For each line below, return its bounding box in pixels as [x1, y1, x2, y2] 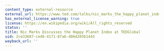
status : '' [5, 25, 27, 30]
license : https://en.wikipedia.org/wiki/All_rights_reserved [5, 20, 132, 26]
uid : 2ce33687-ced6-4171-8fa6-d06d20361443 [5, 34, 95, 39]
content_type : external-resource [5, 7, 73, 12]
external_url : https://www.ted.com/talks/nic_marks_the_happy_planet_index [5, 12, 163, 17]
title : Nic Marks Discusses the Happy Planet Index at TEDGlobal [5, 30, 141, 34]
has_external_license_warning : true [5, 16, 80, 21]
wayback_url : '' [5, 39, 38, 44]
